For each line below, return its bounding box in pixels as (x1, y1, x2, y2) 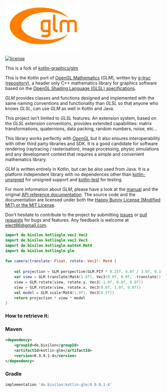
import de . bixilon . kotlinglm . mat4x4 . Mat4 (5, 243, 92, 248)
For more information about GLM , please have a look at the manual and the (5, 186, 159, 192)
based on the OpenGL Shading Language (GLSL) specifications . (5, 85, 137, 91)
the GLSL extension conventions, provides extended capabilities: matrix (5, 121, 152, 126)
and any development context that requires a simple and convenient (5, 151, 145, 157)
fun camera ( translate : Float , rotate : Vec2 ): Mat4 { (5, 259, 117, 264)
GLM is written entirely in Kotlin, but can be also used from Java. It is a (5, 166, 150, 172)
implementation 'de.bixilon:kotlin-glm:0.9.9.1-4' (5, 382, 112, 388)
